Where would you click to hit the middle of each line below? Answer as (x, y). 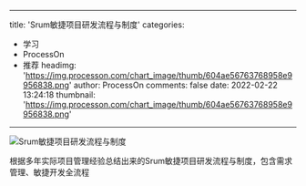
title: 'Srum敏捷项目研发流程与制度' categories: (97, 25)
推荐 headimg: (50, 65)
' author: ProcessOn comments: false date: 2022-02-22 (173, 85)
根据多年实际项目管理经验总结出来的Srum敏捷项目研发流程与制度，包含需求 (151, 161)
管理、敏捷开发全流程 (49, 172)
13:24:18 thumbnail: (59, 95)
